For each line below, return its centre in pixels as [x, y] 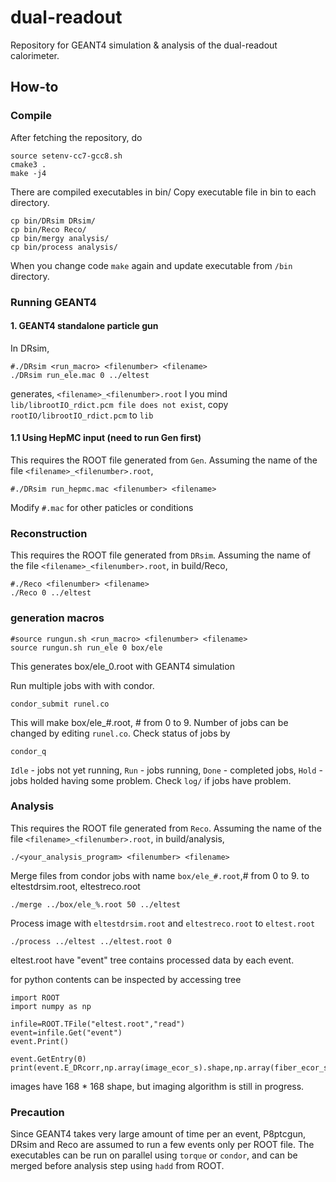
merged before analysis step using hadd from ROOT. [117, 1166]
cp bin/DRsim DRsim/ [53, 221]
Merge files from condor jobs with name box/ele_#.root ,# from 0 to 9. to [160, 875]
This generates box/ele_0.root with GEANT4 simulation [122, 666]
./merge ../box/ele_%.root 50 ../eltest [96, 904]
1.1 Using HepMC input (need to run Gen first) [106, 438]
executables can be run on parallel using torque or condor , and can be [154, 1155]
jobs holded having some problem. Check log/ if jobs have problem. [151, 780]
